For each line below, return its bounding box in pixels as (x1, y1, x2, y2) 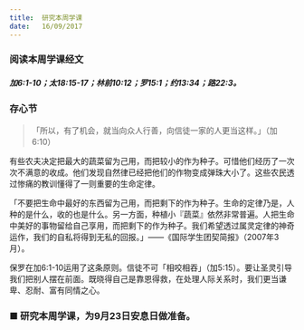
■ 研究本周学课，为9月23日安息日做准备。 (9, 309, 196, 322)
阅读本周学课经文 (9, 53, 84, 66)
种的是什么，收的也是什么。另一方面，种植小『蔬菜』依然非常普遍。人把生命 (9, 209, 295, 219)
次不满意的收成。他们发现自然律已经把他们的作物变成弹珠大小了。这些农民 (9, 167, 287, 178)
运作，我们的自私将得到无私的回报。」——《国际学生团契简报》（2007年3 (9, 231, 280, 242)
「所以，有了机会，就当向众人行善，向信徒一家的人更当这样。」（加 (31, 124, 278, 136)
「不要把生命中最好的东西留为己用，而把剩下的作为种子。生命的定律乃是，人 (9, 197, 295, 209)
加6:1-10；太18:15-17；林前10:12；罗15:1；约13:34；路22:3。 (9, 78, 242, 89)
